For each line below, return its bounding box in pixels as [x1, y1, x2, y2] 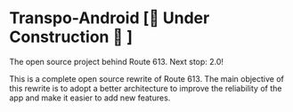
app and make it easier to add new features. [9, 92, 171, 103]
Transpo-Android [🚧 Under [9, 8, 210, 28]
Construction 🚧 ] [9, 27, 134, 47]
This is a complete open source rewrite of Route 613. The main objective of [9, 73, 285, 84]
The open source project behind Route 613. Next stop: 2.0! [9, 56, 224, 67]
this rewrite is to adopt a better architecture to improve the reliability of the [9, 83, 282, 93]
